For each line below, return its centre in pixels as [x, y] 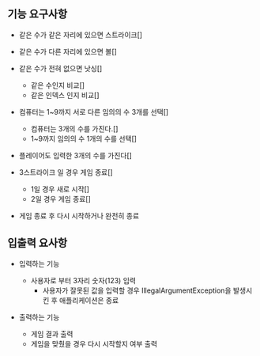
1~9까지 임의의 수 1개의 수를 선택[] [84, 138]
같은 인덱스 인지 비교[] [65, 95]
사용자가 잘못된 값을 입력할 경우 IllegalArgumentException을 [137, 290]
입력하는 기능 [39, 263]
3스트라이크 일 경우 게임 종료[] [66, 172]
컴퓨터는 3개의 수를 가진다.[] [74, 128]
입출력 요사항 [38, 243]
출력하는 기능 [39, 317]
